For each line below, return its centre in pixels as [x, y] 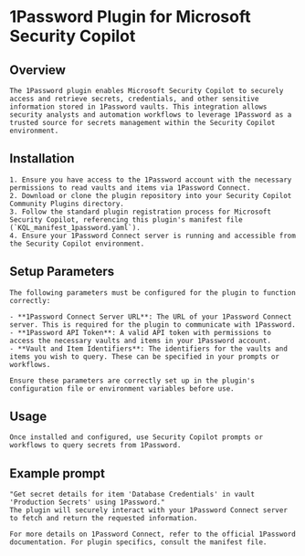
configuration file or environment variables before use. [122, 388]
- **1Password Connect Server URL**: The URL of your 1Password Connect [151, 317]
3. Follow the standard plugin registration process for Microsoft [141, 212]
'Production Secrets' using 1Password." [88, 503]
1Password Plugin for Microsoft [130, 17]
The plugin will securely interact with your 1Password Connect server [148, 510]
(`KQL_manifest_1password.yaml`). [75, 227]
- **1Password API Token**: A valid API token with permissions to [141, 332]
